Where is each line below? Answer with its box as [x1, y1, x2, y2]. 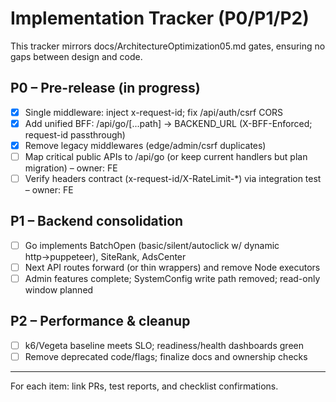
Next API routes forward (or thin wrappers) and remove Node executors [24, 261, 321, 273]
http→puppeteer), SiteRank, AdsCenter [24, 250, 187, 262]
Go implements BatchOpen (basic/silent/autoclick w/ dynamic [24, 239, 280, 251]
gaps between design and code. [10, 50, 143, 62]
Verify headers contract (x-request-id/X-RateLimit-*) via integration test [24, 173, 322, 184]
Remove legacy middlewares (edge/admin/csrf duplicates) [24, 139, 267, 151]
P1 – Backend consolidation [10, 213, 184, 230]
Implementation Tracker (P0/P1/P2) [10, 7, 310, 30]
